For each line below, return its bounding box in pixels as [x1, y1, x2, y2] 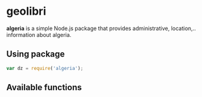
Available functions [6, 82, 82, 93]
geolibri [6, 4, 47, 18]
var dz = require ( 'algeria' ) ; [6, 65, 84, 71]
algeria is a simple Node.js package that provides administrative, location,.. [6, 25, 196, 32]
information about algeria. [6, 31, 72, 38]
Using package [6, 49, 65, 60]
